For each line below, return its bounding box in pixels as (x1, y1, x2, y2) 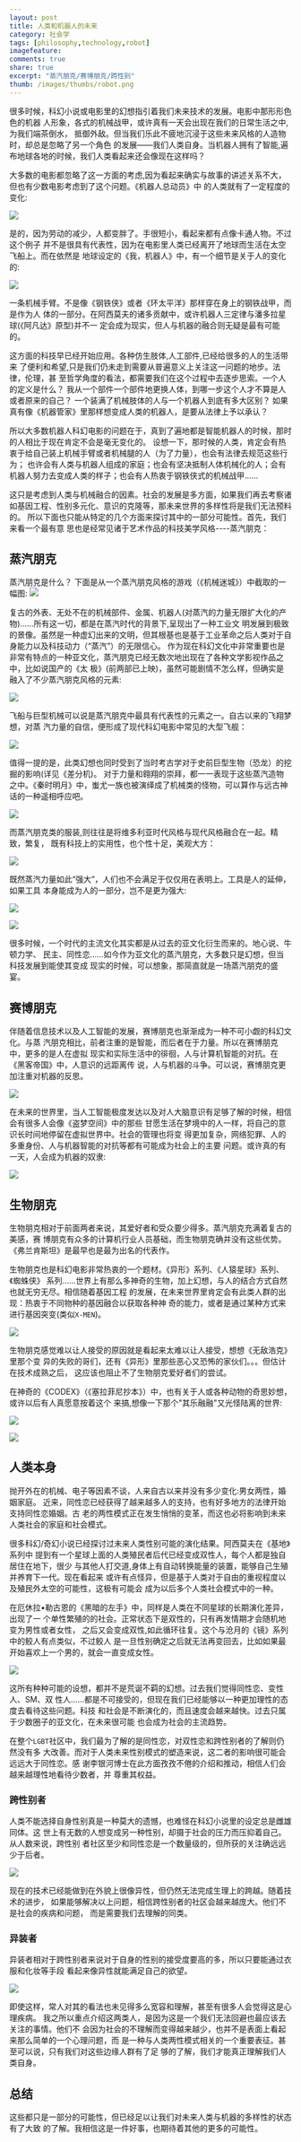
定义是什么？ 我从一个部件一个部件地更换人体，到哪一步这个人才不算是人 (16, 383, 287, 395)
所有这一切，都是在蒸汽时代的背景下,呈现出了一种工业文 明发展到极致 (33, 618, 289, 629)
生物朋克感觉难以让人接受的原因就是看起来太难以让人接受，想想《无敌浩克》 (9, 1345, 292, 1355)
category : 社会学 (9, 30, 70, 39)
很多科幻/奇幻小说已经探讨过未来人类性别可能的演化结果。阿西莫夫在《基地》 (9, 1537, 291, 1548)
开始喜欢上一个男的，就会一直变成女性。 (9, 1647, 159, 1658)
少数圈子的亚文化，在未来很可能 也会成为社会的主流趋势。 (16, 1716, 231, 1727)
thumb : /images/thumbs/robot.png (9, 80, 134, 89)
